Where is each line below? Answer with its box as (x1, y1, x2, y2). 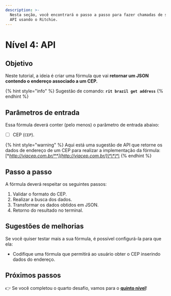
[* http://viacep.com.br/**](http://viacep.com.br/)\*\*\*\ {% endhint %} (5, 153, 152, 159)
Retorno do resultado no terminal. (12, 207, 83, 213)
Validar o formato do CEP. (12, 191, 67, 197)
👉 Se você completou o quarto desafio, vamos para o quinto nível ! (5, 285, 148, 291)
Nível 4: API (5, 39, 56, 51)
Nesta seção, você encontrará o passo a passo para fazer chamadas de (10, 12, 163, 17)
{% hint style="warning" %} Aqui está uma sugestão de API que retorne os (5, 142, 163, 148)
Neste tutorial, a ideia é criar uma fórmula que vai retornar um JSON (5, 72, 149, 79)
